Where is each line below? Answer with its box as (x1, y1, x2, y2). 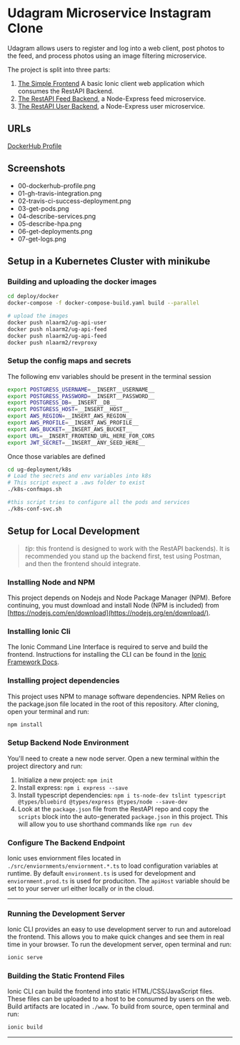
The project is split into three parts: (7, 65, 111, 74)
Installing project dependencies (7, 675, 120, 685)
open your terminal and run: (7, 707, 89, 715)
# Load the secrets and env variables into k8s (7, 472, 152, 480)
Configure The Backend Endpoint (7, 838, 126, 848)
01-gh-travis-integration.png (17, 189, 102, 197)
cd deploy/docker (7, 293, 59, 300)
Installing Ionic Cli (7, 626, 71, 636)
